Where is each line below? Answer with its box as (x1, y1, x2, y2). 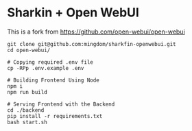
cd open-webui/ (7, 47, 51, 53)
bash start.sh (7, 119, 48, 126)
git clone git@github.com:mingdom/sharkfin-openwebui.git (7, 40, 176, 47)
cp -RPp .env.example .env (7, 64, 84, 71)
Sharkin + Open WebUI (7, 5, 139, 21)
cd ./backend (7, 106, 45, 114)
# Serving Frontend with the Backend (7, 101, 115, 108)
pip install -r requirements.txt (7, 112, 103, 119)
